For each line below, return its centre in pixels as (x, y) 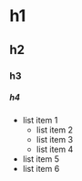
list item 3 (55, 140)
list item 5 (41, 159)
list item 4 (55, 149)
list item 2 (55, 130)
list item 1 (40, 121)
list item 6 (41, 169)
